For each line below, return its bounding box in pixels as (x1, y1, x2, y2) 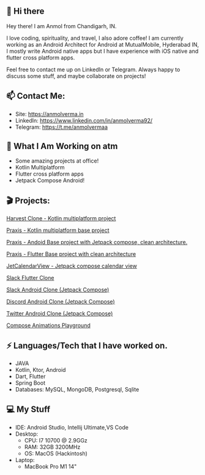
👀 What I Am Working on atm (6, 141, 118, 152)
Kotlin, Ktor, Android (15, 366, 66, 374)
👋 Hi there (6, 6, 45, 17)
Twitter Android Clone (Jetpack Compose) (6, 310, 113, 317)
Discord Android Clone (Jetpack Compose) (6, 298, 115, 306)
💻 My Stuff (6, 404, 51, 415)
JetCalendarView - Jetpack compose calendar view (6, 262, 138, 270)
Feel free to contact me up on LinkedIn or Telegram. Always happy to (6, 66, 181, 73)
